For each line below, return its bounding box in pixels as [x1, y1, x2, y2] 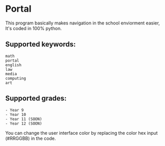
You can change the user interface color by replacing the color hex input [5, 130, 158, 136]
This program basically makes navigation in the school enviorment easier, [5, 20, 160, 26]
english [5, 62, 22, 68]
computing [5, 76, 27, 81]
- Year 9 [5, 107, 24, 112]
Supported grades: [5, 94, 67, 103]
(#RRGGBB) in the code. [5, 135, 56, 141]
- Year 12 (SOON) [5, 121, 42, 126]
